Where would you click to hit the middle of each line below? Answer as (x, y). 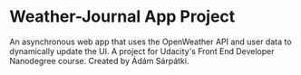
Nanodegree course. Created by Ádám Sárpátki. (99, 61)
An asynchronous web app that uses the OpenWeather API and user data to (150, 42)
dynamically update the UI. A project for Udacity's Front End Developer (142, 51)
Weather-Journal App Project (122, 17)
